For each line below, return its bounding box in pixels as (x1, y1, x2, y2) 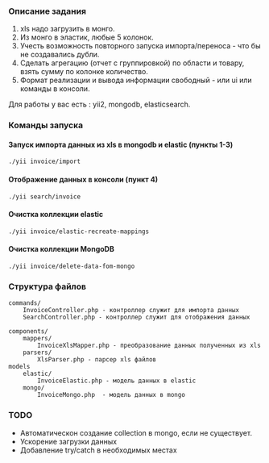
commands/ (8, 299, 42, 307)
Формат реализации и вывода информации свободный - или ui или (19, 75, 252, 86)
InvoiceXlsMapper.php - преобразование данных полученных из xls (37, 341, 262, 350)
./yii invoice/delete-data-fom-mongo (8, 262, 135, 271)
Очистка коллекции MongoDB (8, 244, 114, 254)
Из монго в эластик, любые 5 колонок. (19, 32, 155, 42)
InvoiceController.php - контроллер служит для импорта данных (23, 307, 240, 315)
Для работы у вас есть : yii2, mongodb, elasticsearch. (8, 99, 191, 110)
